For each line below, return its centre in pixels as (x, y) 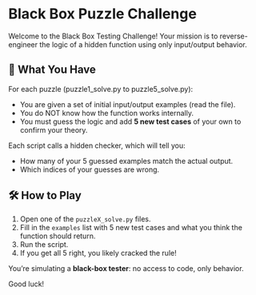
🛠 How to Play (45, 195)
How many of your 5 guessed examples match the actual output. (126, 161)
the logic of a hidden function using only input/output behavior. (143, 44)
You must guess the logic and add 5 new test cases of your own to (130, 122)
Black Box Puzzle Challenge (103, 14)
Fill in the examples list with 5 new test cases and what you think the (131, 227)
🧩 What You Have (52, 70)
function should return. (58, 236)
